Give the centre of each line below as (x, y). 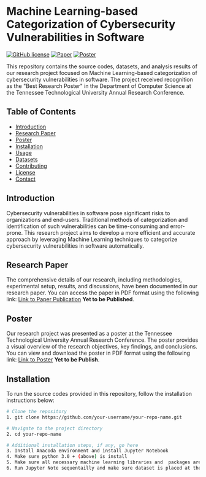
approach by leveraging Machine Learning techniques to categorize (92, 239)
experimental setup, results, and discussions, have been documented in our (102, 286)
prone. (15, 232)
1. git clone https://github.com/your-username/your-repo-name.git (94, 417)
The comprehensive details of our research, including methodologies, (94, 280)
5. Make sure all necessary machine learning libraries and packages (98, 462)
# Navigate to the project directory (55, 428)
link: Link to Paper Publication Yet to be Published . (71, 299)
